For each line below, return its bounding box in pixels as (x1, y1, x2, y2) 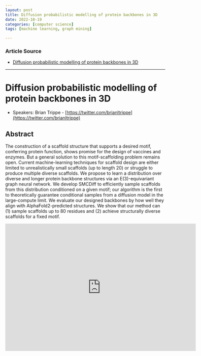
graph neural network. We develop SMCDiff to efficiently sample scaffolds (5, 181, 161, 187)
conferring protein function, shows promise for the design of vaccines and (5, 149, 161, 155)
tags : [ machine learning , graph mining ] (5, 26, 92, 32)
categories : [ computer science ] (5, 21, 74, 27)
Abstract (5, 129, 34, 138)
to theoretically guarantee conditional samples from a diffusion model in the (5, 192, 163, 198)
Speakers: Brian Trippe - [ (12, 109, 67, 116)
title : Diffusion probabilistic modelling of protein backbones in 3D (5, 12, 158, 17)
